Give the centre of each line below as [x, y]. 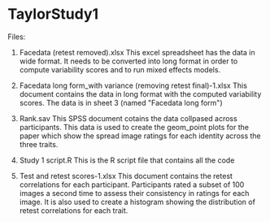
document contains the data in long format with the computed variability [140, 94]
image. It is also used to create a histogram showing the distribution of [137, 202]
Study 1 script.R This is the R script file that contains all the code [127, 160]
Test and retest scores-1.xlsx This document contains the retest [126, 176]
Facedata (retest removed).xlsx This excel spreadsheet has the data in [137, 52]
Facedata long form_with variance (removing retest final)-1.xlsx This [133, 85]
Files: [17, 37]
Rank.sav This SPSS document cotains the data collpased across [128, 118]
